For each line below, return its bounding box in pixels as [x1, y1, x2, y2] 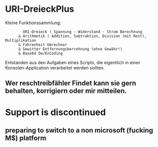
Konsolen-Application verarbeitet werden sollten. [5, 65, 105, 71]
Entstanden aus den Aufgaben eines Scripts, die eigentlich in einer [5, 59, 141, 65]
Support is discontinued [5, 107, 106, 118]
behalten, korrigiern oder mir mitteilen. [5, 87, 127, 95]
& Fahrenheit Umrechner [18, 42, 68, 47]
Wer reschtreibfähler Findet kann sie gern [5, 79, 137, 87]
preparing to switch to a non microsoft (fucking [5, 126, 153, 134]
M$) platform [5, 134, 46, 142]
